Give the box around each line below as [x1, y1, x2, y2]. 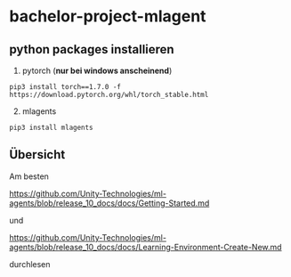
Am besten [9, 171, 49, 182]
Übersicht [9, 147, 66, 162]
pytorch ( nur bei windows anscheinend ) [21, 65, 173, 76]
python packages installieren [9, 42, 175, 57]
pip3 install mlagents [9, 123, 93, 132]
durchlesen [9, 258, 51, 269]
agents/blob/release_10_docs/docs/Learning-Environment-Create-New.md [9, 241, 282, 252]
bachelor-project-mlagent [9, 6, 206, 27]
